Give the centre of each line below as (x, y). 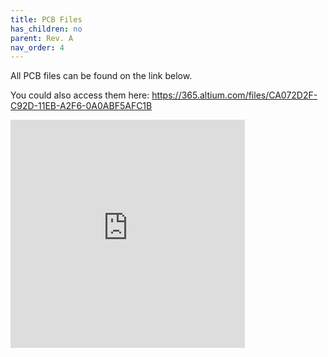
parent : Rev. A (42, 38)
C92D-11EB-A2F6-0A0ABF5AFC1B (81, 106)
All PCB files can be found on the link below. (101, 76)
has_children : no (46, 29)
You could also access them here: (80, 95)
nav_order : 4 (37, 47)
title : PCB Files (46, 19)
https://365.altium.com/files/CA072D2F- (234, 95)
